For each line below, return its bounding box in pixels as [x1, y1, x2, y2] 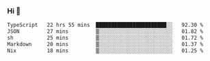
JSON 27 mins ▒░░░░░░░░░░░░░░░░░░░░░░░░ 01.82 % [7, 28, 204, 35]
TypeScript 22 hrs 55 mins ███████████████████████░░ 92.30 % [7, 22, 204, 29]
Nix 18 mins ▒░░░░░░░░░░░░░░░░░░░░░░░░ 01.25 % [7, 47, 204, 54]
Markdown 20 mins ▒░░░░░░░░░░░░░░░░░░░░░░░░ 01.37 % [7, 40, 204, 47]
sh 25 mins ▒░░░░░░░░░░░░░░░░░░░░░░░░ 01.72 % [7, 34, 204, 42]
